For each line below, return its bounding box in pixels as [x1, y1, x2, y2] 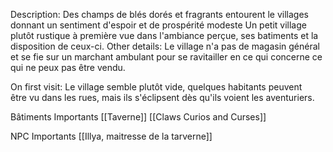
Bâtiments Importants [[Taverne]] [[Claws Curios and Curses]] [10, 111, 267, 123]
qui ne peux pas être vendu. [10, 62, 126, 73]
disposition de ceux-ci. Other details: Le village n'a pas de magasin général [10, 40, 320, 52]
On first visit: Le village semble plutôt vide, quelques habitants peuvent [10, 81, 303, 93]
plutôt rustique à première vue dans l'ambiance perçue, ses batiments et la [10, 30, 319, 41]
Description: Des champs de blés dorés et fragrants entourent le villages [10, 9, 309, 20]
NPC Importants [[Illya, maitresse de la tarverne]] [10, 130, 213, 142]
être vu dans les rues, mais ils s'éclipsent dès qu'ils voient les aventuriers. [10, 92, 315, 103]
